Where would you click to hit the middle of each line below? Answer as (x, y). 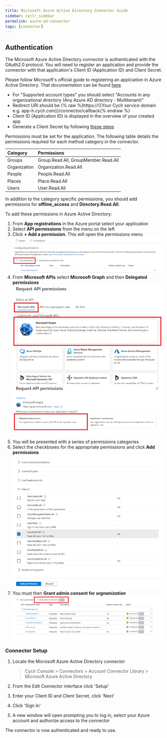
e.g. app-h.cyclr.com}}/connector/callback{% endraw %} (71, 111)
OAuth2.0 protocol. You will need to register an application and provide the (82, 65)
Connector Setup (26, 650)
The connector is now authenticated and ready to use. (61, 730)
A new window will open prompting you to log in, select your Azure (81, 715)
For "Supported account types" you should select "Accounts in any (81, 95)
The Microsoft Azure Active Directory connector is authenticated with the (80, 60)
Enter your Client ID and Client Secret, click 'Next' (63, 696)
